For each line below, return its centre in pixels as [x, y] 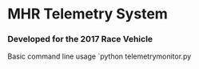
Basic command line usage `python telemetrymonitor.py [99, 56]
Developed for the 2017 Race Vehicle [80, 39]
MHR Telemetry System [88, 14]
